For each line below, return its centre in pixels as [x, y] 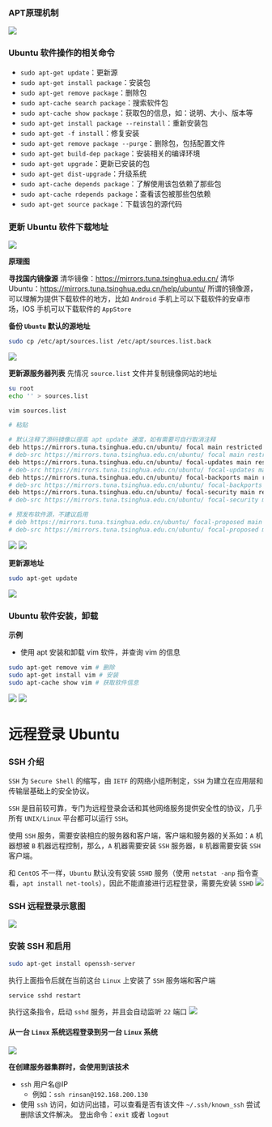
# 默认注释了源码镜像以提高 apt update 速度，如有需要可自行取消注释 [112, 440]
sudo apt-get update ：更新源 [69, 72]
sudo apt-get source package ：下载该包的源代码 [101, 203]
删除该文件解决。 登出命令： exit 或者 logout [95, 1114]
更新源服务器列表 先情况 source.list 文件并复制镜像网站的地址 [113, 373]
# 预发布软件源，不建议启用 [49, 515]
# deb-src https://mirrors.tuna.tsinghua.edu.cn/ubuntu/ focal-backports [136, 485]
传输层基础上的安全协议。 [51, 791]
